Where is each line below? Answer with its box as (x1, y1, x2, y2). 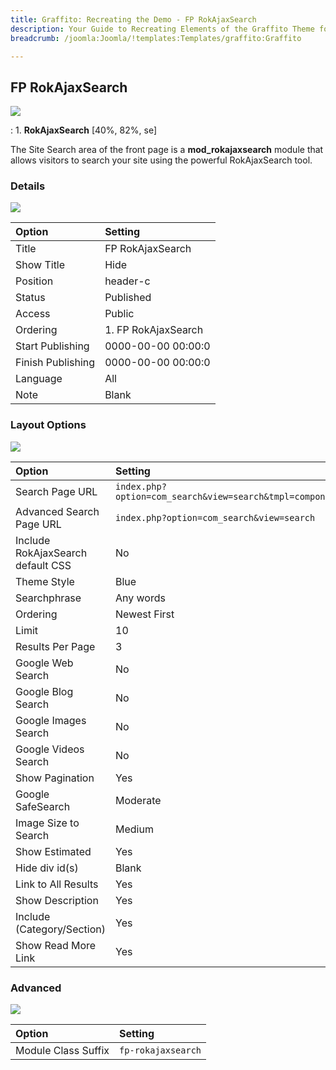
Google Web (15, 656, 74, 670)
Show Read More (15, 938, 97, 952)
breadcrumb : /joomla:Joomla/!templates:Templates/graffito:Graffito (10, 33, 302, 43)
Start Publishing (15, 339, 90, 353)
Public (104, 307, 135, 321)
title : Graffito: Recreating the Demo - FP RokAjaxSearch (10, 14, 257, 25)
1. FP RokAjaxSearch (104, 323, 204, 337)
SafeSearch (15, 799, 71, 813)
